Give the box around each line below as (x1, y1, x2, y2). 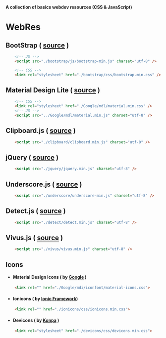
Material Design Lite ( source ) (5, 86, 101, 94)
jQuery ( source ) (5, 153, 59, 162)
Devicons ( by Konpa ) (12, 317, 59, 323)
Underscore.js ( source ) (5, 180, 82, 188)
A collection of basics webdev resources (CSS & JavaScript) (5, 4, 132, 10)
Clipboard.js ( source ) (5, 127, 76, 135)
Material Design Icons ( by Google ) (12, 274, 87, 280)
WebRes (5, 22, 41, 33)
